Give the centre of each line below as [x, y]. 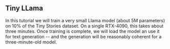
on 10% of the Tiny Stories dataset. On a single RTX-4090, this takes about [84, 26]
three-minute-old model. [31, 42]
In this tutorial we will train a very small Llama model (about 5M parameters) [85, 20]
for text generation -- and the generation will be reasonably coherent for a [83, 36]
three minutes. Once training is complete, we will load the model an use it [82, 31]
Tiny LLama [24, 8]
